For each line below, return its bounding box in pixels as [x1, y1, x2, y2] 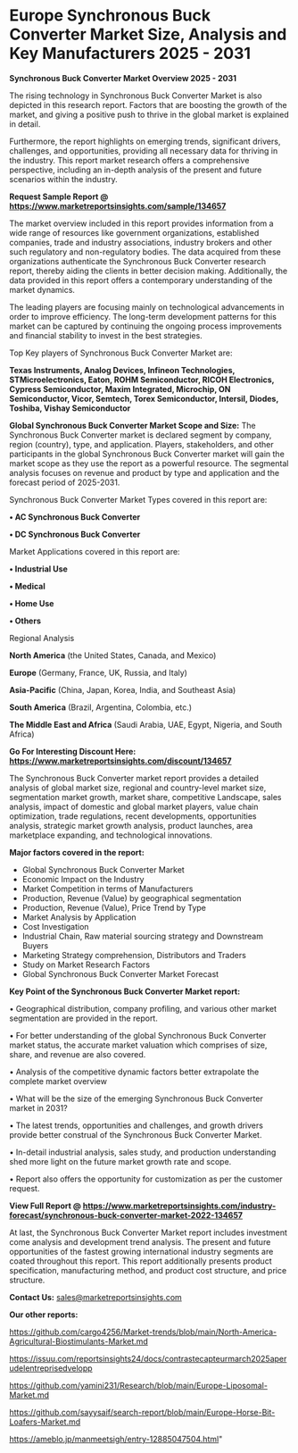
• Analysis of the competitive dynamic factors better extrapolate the [9, 1066, 260, 1077]
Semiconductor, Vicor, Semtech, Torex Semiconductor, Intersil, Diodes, [9, 393, 279, 404]
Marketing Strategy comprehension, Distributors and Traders [21, 949, 247, 960]
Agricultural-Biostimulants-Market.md [9, 1336, 149, 1347]
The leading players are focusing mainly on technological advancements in [9, 301, 285, 313]
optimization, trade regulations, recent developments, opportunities [9, 810, 257, 822]
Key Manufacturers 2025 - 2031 [9, 44, 252, 63]
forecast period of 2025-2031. [9, 477, 120, 488]
